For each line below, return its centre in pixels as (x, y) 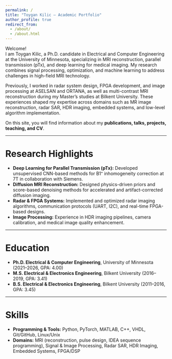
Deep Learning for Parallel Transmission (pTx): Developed (75, 168)
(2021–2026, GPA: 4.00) (38, 268)
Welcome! (16, 48)
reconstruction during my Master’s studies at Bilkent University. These (79, 96)
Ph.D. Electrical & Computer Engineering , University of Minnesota (83, 262)
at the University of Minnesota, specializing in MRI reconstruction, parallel (83, 59)
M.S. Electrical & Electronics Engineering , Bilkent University (77, 273)
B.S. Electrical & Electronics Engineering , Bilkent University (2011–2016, (89, 284)
